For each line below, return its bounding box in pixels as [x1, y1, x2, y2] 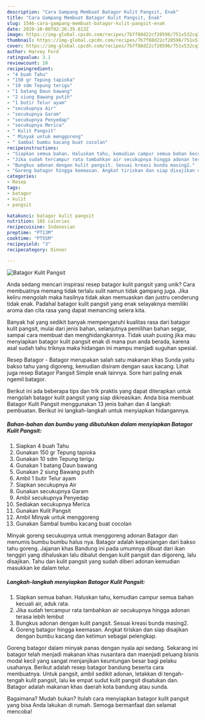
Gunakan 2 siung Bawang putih [15, 468, 94, 476]
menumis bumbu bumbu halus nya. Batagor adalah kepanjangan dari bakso [7, 538, 196, 546]
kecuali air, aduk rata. [15, 600, 69, 607]
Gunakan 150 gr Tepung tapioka [15, 449, 96, 456]
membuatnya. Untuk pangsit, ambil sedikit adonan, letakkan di [7, 670, 163, 677]
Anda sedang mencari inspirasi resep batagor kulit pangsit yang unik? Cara [7, 280, 195, 288]
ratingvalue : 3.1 [7, 54, 51, 60]
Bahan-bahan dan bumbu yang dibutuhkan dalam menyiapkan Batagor [7, 421, 193, 428]
